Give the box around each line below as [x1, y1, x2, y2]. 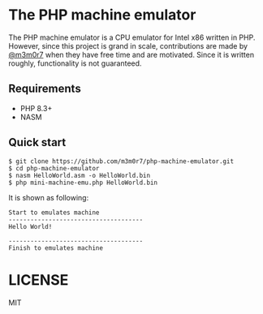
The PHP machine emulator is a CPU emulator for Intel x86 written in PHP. [8, 32, 256, 42]
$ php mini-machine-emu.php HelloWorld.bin [8, 179, 158, 187]
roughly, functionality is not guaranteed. [8, 58, 142, 68]
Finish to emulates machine [8, 243, 104, 252]
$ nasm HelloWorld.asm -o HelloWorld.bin [8, 171, 151, 179]
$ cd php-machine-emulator [8, 164, 100, 172]
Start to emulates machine [8, 209, 100, 217]
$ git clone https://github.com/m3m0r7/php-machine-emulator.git [8, 157, 234, 166]
